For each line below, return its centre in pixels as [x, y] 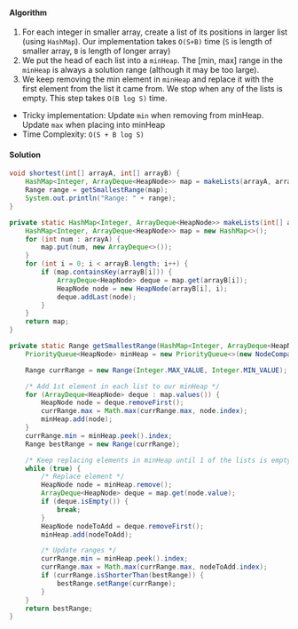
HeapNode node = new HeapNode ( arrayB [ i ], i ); [142, 289]
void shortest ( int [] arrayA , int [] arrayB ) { [94, 173]
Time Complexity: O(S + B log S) [83, 134]
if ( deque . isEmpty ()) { [85, 502]
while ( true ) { [53, 468]
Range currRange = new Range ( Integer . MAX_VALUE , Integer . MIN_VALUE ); [157, 370]
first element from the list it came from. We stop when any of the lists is [153, 89]
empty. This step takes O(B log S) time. [94, 99]
